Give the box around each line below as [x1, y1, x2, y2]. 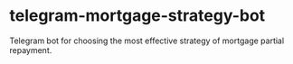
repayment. [9, 44, 52, 55]
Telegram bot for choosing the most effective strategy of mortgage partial [9, 35, 285, 46]
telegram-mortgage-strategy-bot [9, 5, 266, 26]
